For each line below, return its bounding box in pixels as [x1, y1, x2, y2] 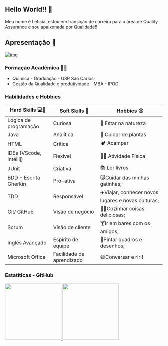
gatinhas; [100, 181, 122, 188]
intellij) [7, 156, 23, 163]
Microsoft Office [7, 254, 46, 261]
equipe [53, 242, 70, 249]
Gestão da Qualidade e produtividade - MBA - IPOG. [12, 81, 120, 87]
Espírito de [53, 236, 79, 243]
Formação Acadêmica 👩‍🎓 [5, 64, 67, 71]
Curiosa [53, 120, 72, 127]
